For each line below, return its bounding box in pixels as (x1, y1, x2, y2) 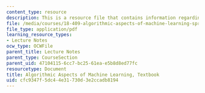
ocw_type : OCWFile (6, 43, 53, 50)
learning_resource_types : (6, 32, 72, 38)
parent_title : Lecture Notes (6, 49, 81, 55)
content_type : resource (6, 9, 67, 15)
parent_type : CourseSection (6, 54, 78, 61)
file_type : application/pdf (6, 26, 78, 32)
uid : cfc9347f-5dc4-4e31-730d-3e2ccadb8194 (6, 77, 119, 83)
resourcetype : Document (6, 65, 67, 72)
